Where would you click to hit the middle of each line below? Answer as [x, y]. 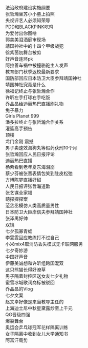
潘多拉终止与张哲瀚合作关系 [35, 122]
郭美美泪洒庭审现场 [26, 40]
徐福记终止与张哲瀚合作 [30, 91]
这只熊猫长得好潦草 [26, 269]
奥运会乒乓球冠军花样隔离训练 [37, 327]
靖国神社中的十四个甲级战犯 [35, 46]
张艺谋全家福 [19, 192]
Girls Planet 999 [22, 116]
